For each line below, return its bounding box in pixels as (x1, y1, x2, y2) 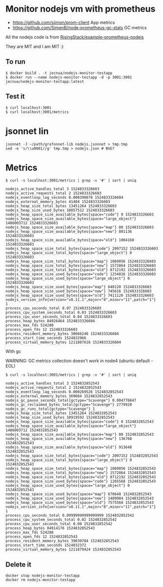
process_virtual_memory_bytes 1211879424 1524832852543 (5, 547, 121, 552)
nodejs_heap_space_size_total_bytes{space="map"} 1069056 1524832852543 (5, 466, 156, 471)
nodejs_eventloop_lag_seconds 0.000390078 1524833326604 (5, 195, 124, 200)
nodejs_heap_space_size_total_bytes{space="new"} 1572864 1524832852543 (5, 471, 156, 476)
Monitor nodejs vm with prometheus (5, 3, 156, 15)
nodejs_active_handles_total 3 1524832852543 (5, 381, 99, 386)
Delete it (5, 560, 32, 569)
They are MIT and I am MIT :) (5, 43, 64, 49)
